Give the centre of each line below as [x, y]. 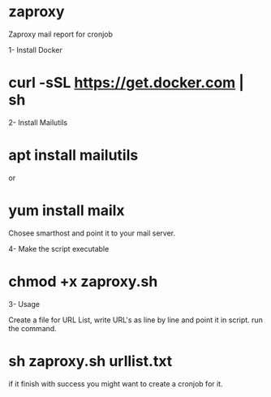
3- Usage [24, 304]
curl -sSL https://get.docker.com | [127, 83]
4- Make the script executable [59, 248]
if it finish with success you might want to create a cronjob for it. [116, 383]
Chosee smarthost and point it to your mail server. [92, 233]
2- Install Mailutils [38, 122]
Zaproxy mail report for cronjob [61, 34]
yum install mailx [67, 210]
